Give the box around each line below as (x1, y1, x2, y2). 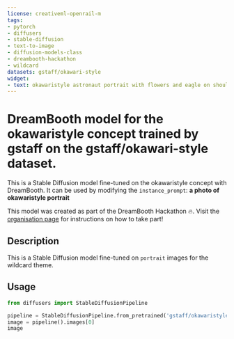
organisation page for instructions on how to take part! (7, 215, 164, 223)
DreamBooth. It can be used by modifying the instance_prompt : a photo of (7, 186, 219, 195)
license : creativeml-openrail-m (7, 10, 101, 17)
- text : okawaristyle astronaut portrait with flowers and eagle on (7, 81, 210, 88)
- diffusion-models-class (7, 49, 82, 56)
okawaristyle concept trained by (7, 126, 199, 142)
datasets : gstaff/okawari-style (7, 68, 101, 75)
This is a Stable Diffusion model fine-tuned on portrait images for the (7, 253, 209, 262)
